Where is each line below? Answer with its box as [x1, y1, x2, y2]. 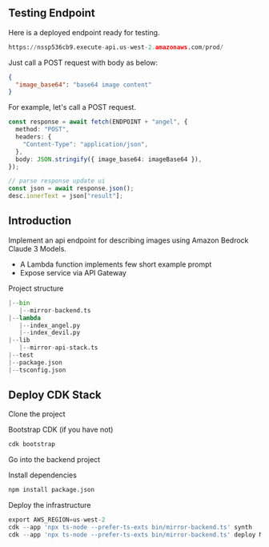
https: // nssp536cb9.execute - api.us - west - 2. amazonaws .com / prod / [8, 43, 224, 51]
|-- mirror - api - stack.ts [18, 344, 98, 352]
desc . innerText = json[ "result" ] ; [8, 192, 124, 200]
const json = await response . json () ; [8, 184, 134, 193]
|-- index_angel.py [18, 321, 81, 329]
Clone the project [8, 409, 66, 419]
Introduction [8, 214, 72, 227]
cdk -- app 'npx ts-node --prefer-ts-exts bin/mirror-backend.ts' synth [8, 524, 252, 532]
